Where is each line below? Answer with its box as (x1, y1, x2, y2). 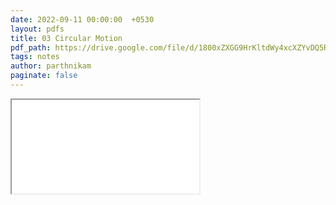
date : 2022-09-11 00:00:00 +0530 (10, 14, 155, 25)
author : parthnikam (10, 61, 92, 71)
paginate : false (10, 71, 78, 81)
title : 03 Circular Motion (10, 33, 123, 43)
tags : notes (10, 52, 60, 62)
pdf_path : (10, 42, 52, 53)
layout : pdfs (10, 24, 65, 34)
